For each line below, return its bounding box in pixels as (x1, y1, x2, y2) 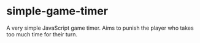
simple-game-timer (6, 4, 109, 18)
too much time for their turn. (6, 30, 78, 38)
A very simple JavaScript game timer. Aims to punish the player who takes (6, 24, 194, 31)
